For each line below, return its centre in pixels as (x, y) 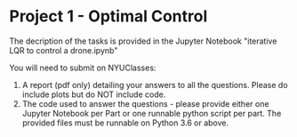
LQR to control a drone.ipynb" (64, 50)
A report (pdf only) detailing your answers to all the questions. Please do (155, 85)
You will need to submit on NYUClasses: (83, 68)
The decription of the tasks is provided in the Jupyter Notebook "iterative (143, 41)
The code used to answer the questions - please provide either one (145, 103)
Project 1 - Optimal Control (108, 16)
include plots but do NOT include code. (94, 94)
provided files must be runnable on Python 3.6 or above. (125, 123)
